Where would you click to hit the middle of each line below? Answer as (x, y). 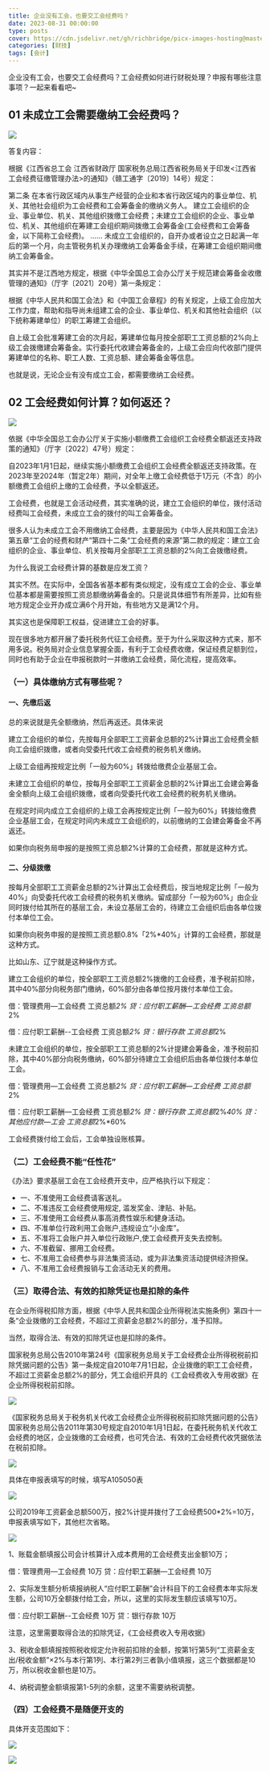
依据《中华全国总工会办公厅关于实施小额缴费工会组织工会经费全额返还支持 (131, 438)
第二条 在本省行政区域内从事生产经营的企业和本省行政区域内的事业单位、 (129, 195)
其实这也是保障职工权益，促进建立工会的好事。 (86, 622)
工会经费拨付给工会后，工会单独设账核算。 (79, 1139)
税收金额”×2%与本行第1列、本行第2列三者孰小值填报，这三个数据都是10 (137, 1659)
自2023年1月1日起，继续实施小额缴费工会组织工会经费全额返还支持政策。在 (133, 466)
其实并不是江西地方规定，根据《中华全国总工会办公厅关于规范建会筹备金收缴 (135, 273)
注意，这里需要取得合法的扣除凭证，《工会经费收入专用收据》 (108, 1633)
